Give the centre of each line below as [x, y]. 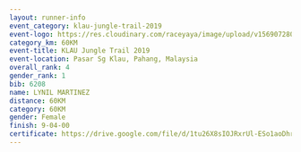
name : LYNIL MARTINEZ [50, 92]
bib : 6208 [28, 84]
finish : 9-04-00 [39, 126]
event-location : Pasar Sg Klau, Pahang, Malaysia [104, 59]
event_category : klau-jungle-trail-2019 [86, 26]
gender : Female [38, 117]
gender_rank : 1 [38, 76]
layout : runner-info [48, 17]
